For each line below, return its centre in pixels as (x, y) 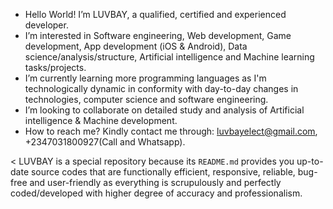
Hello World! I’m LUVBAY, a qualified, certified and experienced (155, 14)
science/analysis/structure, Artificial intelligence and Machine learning (169, 57)
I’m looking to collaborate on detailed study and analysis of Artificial (164, 110)
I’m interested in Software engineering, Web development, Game (158, 35)
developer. (46, 25)
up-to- (310, 161)
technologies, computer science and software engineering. (146, 99)
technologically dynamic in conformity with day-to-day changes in (161, 88)
